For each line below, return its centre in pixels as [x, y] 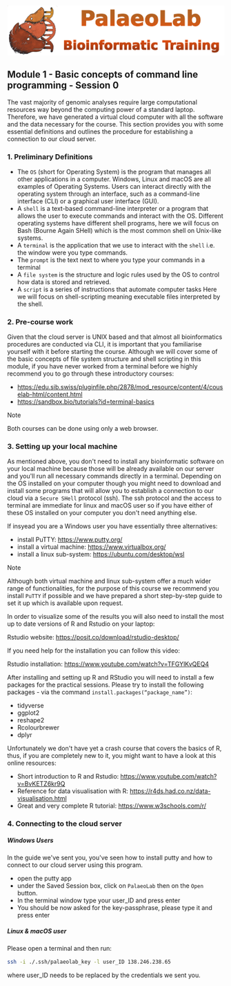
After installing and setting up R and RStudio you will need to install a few [111, 678]
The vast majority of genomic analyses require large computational [102, 102]
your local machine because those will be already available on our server [111, 469]
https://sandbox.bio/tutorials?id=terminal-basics [86, 402]
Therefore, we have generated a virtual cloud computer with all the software [115, 117]
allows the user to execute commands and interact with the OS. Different [120, 216]
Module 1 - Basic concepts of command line [103, 75]
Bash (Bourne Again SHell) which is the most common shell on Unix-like [119, 230]
